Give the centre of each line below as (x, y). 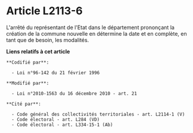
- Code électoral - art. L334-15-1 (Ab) (62, 125)
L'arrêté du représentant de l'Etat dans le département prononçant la (90, 27)
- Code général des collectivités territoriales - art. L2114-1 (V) (98, 114)
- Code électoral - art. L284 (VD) (56, 119)
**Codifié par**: (28, 62)
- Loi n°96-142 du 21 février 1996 (56, 72)
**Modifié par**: (28, 83)
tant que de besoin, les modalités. (48, 40)
